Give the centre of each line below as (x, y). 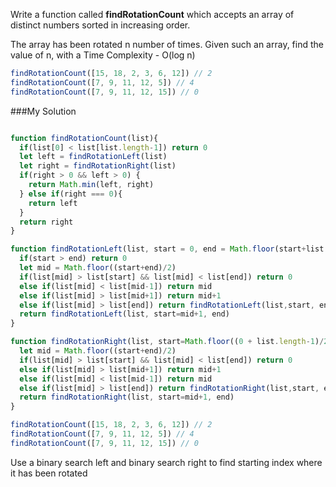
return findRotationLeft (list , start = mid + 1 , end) (124, 314)
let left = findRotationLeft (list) (93, 157)
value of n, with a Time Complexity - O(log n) (103, 55)
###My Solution (43, 111)
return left (53, 203)
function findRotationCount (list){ (84, 138)
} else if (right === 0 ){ (71, 194)
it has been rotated (49, 473)
